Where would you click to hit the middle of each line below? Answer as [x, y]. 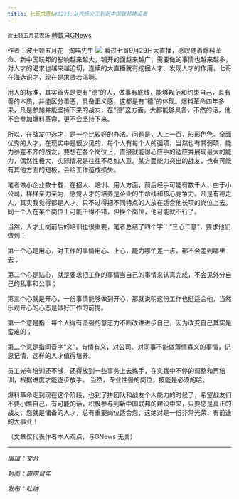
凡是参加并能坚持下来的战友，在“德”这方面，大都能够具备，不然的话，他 [125, 110]
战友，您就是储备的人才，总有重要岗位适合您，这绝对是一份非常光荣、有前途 [119, 412]
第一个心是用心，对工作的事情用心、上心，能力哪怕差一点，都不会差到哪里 [116, 251]
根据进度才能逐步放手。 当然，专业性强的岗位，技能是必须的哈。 [114, 379]
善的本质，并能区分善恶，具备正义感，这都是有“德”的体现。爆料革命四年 [113, 101]
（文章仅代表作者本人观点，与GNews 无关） [72, 436]
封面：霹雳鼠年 [29, 473]
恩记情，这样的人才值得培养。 [51, 355]
